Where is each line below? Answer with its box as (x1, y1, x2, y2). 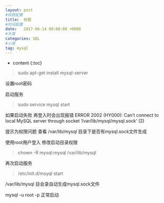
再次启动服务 (5, 160, 32, 166)
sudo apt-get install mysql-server (17, 70, 88, 76)
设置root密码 (5, 80, 32, 86)
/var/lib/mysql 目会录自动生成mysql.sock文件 (5, 180, 100, 187)
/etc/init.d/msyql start (17, 170, 63, 176)
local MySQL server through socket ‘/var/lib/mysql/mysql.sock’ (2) (5, 117, 145, 124)
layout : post (5, 7, 33, 13)
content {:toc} (12, 59, 42, 66)
